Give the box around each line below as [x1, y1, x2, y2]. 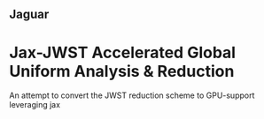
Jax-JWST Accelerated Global [9, 42, 237, 63]
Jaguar [9, 7, 50, 22]
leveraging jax [9, 100, 60, 110]
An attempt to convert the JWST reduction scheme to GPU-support [9, 90, 255, 100]
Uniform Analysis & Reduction [9, 61, 235, 81]
